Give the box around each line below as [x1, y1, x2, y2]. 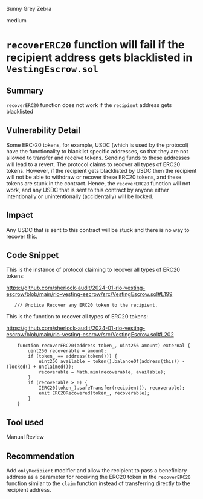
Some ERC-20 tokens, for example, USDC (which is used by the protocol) [6, 141, 189, 149]
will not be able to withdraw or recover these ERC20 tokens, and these [6, 173, 182, 181]
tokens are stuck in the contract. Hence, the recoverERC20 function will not [6, 179, 191, 187]
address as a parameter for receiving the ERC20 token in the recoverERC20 [6, 474, 191, 481]
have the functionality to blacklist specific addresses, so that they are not [6, 147, 188, 155]
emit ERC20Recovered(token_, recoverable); [38, 390, 150, 396]
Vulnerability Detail [6, 125, 80, 135]
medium [6, 17, 27, 24]
